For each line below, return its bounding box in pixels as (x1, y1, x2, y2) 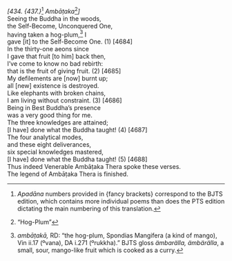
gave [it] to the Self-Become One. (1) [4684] (7, 37, 133, 46)
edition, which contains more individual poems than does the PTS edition (17, 197, 225, 206)
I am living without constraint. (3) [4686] (7, 96, 122, 105)
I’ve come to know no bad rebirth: (7, 60, 104, 68)
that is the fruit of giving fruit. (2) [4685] (7, 67, 122, 75)
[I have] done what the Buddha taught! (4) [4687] (7, 126, 148, 134)
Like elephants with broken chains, (7, 89, 106, 98)
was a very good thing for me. (7, 111, 93, 120)
